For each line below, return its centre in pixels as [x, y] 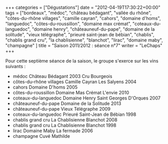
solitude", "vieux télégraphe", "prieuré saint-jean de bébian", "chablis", [80, 35]
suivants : [15, 66]
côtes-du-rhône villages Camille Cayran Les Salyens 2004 [74, 82]
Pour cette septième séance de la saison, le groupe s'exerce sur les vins [82, 61]
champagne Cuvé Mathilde [41, 136]
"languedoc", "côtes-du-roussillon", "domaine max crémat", [68, 24]
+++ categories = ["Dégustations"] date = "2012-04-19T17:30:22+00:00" [83, 7]
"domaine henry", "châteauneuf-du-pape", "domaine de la [93, 29]
